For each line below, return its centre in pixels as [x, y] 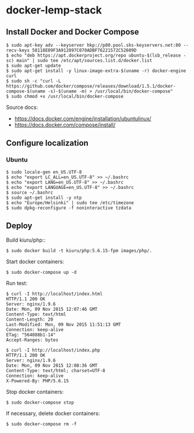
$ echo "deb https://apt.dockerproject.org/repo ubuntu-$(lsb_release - [96, 56]
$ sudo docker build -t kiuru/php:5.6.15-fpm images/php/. [79, 250]
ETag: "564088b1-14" [31, 335]
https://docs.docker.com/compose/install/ [65, 125]
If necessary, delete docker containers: [53, 413]
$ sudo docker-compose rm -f [41, 424]
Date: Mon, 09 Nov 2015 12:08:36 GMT [52, 365]
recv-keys [18, 50]
